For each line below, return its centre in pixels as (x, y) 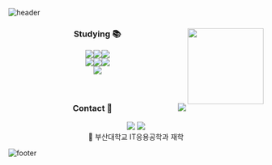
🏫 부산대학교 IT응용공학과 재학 (136, 137)
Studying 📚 (97, 34)
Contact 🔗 (93, 108)
